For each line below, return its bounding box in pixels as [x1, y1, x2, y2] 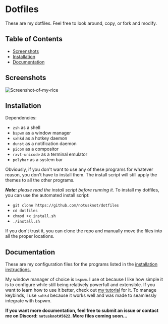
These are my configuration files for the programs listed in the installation [5, 261, 158, 268]
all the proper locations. [5, 233, 54, 239]
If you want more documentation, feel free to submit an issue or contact [5, 307, 159, 313]
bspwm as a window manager [12, 130, 72, 136]
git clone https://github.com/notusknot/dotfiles [12, 203, 120, 208]
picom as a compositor [12, 146, 59, 152]
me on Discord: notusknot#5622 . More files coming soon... [5, 313, 128, 319]
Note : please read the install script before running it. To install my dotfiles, [5, 187, 160, 193]
